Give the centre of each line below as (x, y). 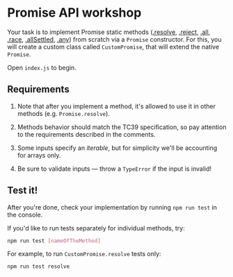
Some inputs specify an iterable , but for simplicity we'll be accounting (117, 148)
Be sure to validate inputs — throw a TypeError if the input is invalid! (114, 169)
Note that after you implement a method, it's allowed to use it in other (116, 106)
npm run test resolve (39, 267)
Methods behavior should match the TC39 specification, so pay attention (122, 127)
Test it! (23, 191)
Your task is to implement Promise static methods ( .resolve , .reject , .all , (109, 32)
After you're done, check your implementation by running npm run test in (112, 207)
